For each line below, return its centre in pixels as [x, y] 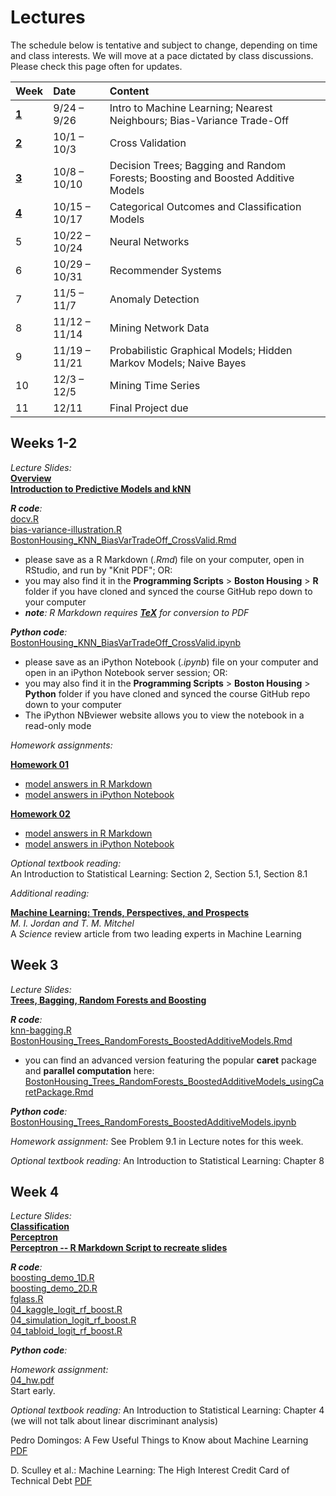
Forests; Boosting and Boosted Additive [202, 178]
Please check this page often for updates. [96, 66]
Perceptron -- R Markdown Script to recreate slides [119, 1248]
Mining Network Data [159, 328]
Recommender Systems [165, 270]
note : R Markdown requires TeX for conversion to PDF [137, 612]
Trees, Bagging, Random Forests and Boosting [108, 1000]
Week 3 [34, 965]
